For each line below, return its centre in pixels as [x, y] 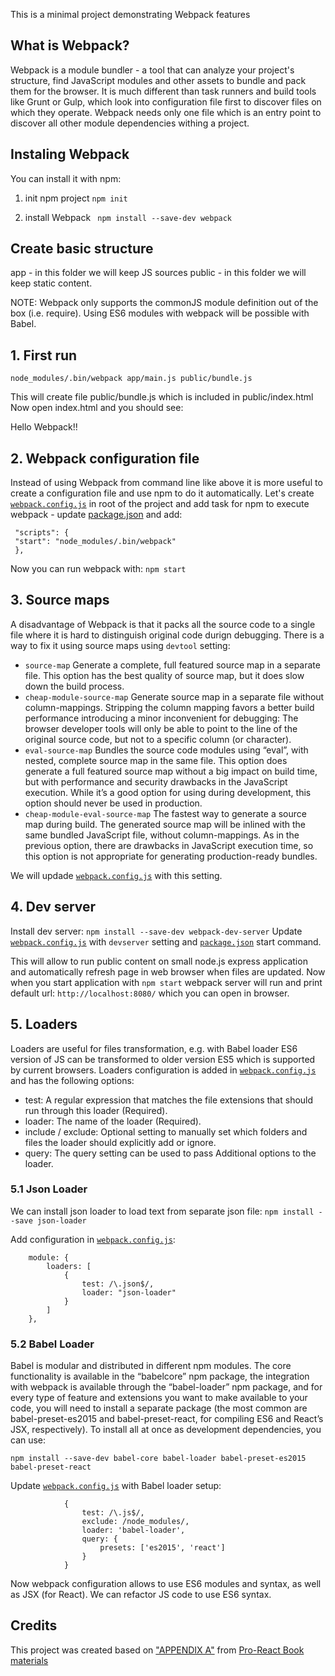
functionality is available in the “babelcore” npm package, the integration [160, 1376]
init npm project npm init [76, 198]
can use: [28, 1440]
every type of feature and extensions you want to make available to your [159, 1398]
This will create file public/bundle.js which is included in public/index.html [162, 397]
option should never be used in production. [113, 803]
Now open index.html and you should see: [97, 408]
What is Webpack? [70, 45]
